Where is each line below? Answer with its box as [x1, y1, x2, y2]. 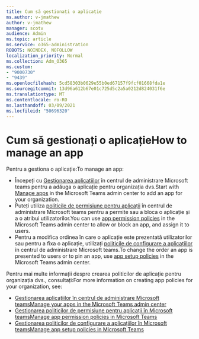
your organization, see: [6, 283, 62, 290]
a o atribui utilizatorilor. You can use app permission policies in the [14, 215, 175, 222]
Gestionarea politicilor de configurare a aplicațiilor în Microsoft [14, 319, 168, 327]
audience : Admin [6, 31, 46, 37]
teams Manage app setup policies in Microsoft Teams [14, 326, 144, 333]
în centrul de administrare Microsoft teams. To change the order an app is [14, 247, 193, 254]
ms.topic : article [6, 36, 52, 42]
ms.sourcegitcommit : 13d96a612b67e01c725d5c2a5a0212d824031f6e [6, 86, 166, 92]
